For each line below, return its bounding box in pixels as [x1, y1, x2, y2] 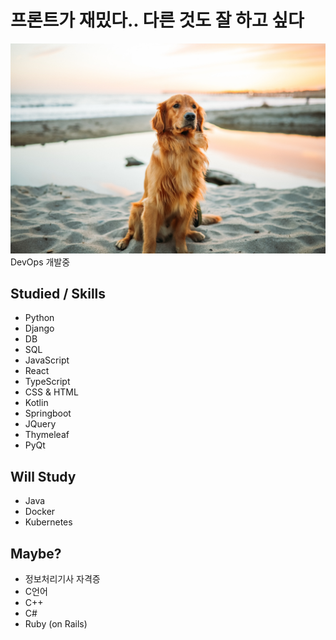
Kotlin [24, 397, 49, 409]
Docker [24, 506, 56, 518]
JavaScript [24, 354, 70, 366]
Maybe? [10, 545, 62, 562]
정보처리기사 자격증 [24, 573, 101, 585]
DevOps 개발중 [10, 256, 71, 268]
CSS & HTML [24, 386, 79, 398]
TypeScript [24, 376, 71, 388]
